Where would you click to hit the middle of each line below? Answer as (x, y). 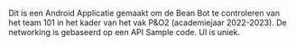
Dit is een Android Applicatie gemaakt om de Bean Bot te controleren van (144, 13)
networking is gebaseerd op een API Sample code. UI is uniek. (125, 32)
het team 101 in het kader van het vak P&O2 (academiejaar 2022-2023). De (148, 23)
